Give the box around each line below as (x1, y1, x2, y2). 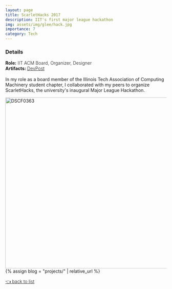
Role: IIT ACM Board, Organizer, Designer (5, 60, 92, 66)
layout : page (5, 7, 33, 13)
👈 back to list (5, 278, 35, 285)
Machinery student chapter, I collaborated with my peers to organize (5, 82, 150, 88)
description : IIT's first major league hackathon (5, 17, 114, 22)
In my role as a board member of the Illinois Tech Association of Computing (5, 76, 164, 83)
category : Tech (5, 31, 38, 36)
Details (5, 48, 24, 55)
